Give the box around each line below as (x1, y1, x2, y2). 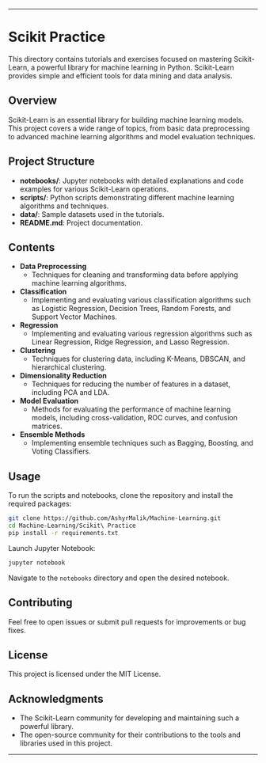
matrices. (31, 421, 63, 431)
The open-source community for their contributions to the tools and (19, 730, 241, 740)
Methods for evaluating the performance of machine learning (31, 404, 231, 414)
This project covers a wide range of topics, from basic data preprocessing (8, 123, 250, 133)
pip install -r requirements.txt (8, 529, 119, 537)
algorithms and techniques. (19, 201, 109, 211)
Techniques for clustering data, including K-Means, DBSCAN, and (31, 354, 245, 364)
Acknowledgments (8, 692, 104, 705)
